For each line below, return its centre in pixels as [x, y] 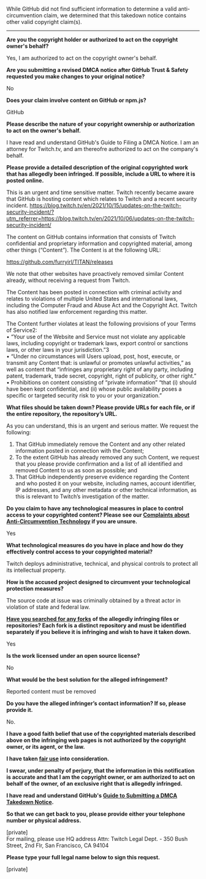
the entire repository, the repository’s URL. [62, 414]
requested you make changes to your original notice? [76, 76]
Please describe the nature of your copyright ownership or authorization [101, 124]
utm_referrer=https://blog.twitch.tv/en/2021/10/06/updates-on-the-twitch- [101, 218]
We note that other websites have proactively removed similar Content [95, 274]
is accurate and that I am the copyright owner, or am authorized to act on [101, 777]
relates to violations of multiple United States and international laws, [92, 299]
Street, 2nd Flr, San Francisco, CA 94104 [58, 845]
